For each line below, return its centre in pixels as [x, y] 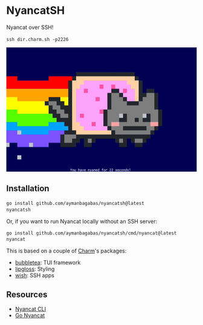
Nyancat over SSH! [30, 27]
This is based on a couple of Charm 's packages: [66, 251]
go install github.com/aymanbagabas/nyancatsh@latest [76, 203]
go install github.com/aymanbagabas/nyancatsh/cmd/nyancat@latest [92, 233]
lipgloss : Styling [35, 269]
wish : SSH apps [34, 275]
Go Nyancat [30, 315]
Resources [27, 294]
